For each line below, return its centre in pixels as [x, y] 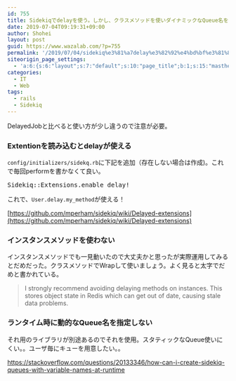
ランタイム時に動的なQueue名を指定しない [80, 323]
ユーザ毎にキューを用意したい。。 [76, 348]
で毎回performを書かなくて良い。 [56, 171]
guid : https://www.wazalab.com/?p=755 [64, 46]
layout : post [26, 40]
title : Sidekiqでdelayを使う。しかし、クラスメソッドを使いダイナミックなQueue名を [118, 20]
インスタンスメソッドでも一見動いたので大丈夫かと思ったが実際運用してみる [118, 257]
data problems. [46, 303]
